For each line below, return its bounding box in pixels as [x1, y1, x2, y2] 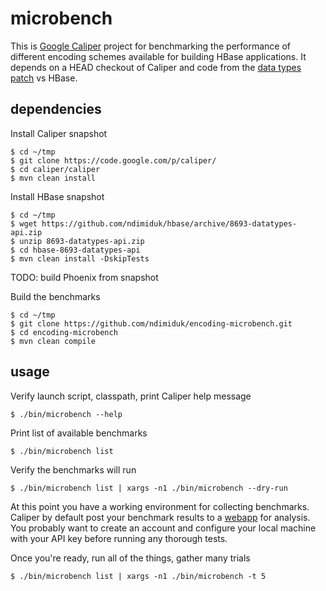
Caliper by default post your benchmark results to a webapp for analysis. [10, 511, 311, 523]
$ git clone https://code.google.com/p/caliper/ [10, 155, 217, 166]
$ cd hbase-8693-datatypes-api [10, 245, 141, 255]
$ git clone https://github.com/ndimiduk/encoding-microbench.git [10, 318, 293, 329]
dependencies [10, 101, 102, 118]
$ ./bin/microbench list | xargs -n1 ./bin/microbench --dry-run [10, 483, 288, 493]
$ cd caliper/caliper [10, 164, 101, 174]
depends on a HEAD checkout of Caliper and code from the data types [10, 61, 302, 73]
